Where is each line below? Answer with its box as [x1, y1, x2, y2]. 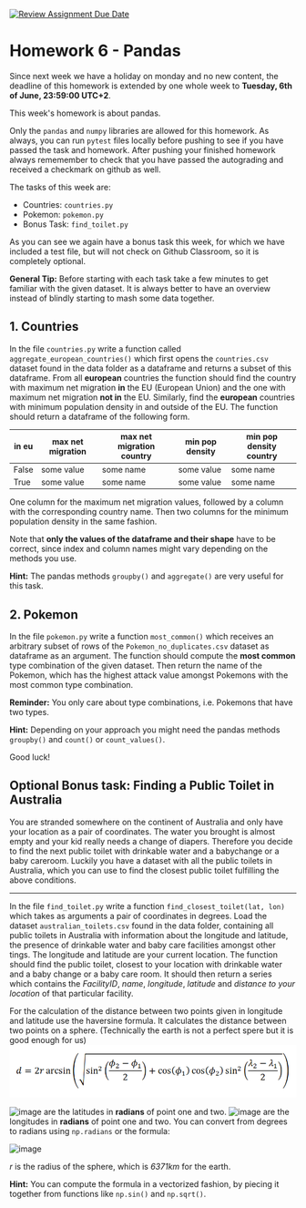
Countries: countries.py [22, 199, 114, 210]
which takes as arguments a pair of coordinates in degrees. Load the [9, 910, 267, 921]
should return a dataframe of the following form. [9, 411, 190, 422]
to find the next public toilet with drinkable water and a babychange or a [9, 845, 280, 856]
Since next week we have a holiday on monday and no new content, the [9, 70, 280, 81]
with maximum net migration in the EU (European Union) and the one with [9, 382, 286, 393]
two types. [9, 707, 50, 718]
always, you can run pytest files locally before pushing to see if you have [9, 135, 284, 146]
